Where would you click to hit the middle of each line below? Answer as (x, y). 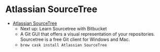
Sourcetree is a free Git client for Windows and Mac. (75, 39)
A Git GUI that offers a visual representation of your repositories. (87, 34)
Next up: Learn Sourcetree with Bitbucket (63, 28)
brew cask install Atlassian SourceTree (63, 45)
